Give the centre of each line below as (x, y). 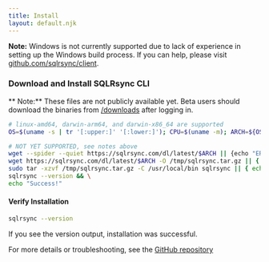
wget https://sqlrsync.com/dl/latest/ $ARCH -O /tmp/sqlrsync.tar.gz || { (134, 161)
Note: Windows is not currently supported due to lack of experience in (125, 46)
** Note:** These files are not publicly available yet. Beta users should (124, 101)
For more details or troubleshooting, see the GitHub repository (111, 249)
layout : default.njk (43, 23)
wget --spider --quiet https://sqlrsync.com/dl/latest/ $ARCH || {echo (128, 154)
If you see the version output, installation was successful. (103, 234)
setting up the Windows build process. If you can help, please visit (118, 54)
